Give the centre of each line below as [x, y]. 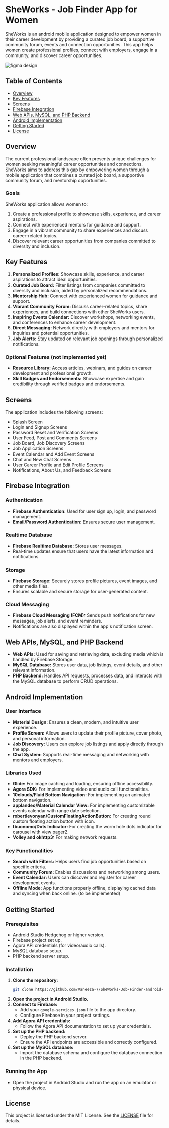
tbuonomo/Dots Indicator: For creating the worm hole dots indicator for [87, 827]
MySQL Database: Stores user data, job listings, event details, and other [88, 665]
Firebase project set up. [37, 940]
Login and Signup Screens [40, 427]
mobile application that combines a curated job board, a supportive [75, 175]
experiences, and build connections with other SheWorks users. [79, 312]
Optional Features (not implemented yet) [56, 357]
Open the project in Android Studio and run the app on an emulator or [84, 1082]
